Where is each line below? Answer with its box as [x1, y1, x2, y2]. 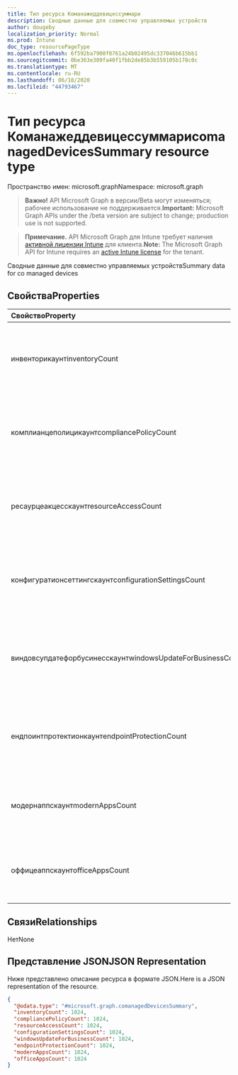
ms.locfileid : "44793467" [7, 83, 84, 90]
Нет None [7, 935, 35, 944]
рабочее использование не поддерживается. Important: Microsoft [24, 204, 225, 212]
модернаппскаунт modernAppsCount [11, 801, 137, 810]
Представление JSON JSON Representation [7, 956, 207, 968]
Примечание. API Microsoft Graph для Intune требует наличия [24, 232, 213, 242]
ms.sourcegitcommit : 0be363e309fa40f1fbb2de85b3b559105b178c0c [7, 57, 198, 64]
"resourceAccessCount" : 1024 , [13, 1022, 103, 1030]
